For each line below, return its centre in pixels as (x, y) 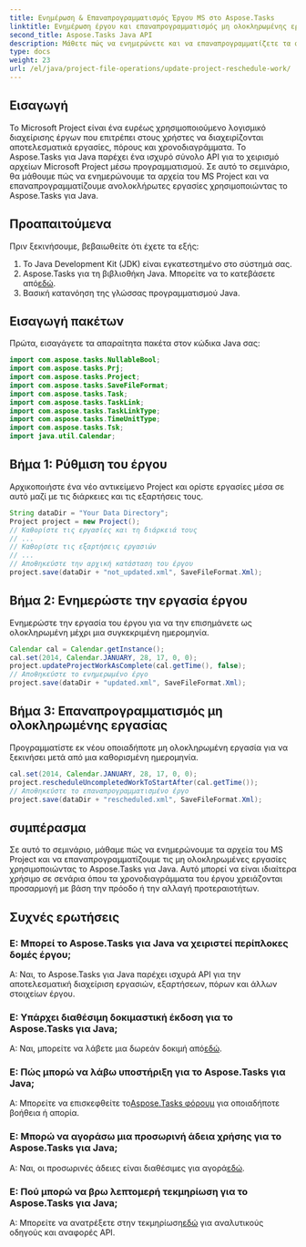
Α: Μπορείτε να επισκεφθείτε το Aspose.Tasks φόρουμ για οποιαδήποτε (145, 1103)
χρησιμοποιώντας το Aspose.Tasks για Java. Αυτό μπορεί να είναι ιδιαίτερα (153, 869)
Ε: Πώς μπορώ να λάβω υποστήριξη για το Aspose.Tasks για (148, 1072)
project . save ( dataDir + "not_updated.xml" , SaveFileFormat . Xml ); (136, 572)
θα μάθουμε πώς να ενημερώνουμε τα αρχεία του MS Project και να (139, 176)
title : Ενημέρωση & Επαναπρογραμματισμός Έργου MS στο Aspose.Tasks (142, 18)
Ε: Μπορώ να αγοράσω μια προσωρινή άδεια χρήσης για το (146, 1137)
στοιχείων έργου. (42, 994)
